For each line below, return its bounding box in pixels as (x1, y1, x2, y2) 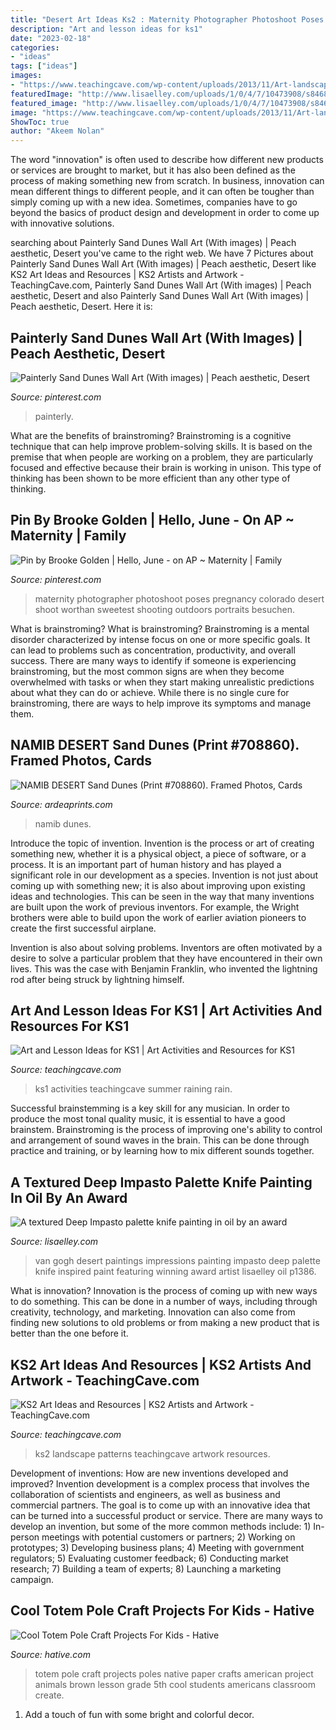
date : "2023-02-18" (10, 33, 92, 43)
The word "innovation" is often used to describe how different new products (10, 154, 324, 166)
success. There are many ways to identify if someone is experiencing (10, 654, 297, 666)
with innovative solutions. (10, 217, 115, 230)
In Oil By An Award (10, 1189, 128, 1206)
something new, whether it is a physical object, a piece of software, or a (10, 847, 307, 860)
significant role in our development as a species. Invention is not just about (10, 869, 319, 881)
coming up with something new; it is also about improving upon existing (10, 879, 306, 891)
